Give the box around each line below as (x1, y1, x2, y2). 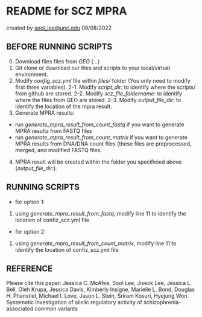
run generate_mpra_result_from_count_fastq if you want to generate (14, 121, 185, 128)
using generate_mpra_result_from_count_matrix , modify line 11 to (14, 240, 177, 247)
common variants (34, 305, 78, 312)
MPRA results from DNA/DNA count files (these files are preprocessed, (14, 140, 192, 147)
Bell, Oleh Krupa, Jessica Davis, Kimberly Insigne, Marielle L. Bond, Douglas (6, 286, 195, 293)
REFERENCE (6, 263, 53, 274)
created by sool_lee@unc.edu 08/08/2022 (6, 24, 112, 31)
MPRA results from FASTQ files (14, 127, 92, 134)
